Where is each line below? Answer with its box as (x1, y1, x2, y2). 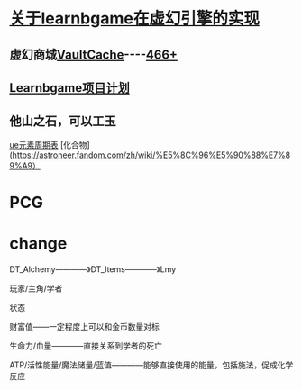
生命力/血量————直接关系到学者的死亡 (9, 340, 163, 351)
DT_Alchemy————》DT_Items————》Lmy (9, 263, 177, 275)
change (9, 233, 68, 254)
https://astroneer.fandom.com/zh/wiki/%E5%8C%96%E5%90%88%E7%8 (12, 150, 291, 160)
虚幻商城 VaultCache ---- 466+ (9, 47, 178, 62)
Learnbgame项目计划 (9, 80, 130, 95)
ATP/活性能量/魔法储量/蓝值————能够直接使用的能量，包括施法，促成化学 (9, 359, 294, 370)
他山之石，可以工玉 (9, 113, 116, 129)
